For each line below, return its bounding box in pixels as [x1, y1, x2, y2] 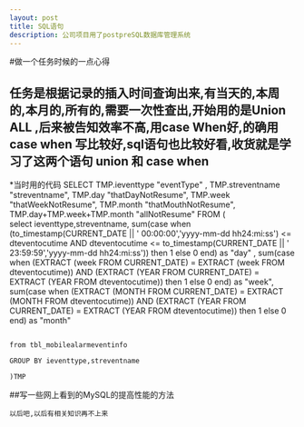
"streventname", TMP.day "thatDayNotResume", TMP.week [9, 190, 230, 201]
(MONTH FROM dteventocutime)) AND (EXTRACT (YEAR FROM [9, 296, 247, 307]
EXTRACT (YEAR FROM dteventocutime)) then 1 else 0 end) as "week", [9, 276, 274, 287]
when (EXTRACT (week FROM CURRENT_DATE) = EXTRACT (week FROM [9, 257, 286, 268]
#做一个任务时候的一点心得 [9, 56, 111, 67]
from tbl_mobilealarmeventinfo [9, 341, 128, 350]
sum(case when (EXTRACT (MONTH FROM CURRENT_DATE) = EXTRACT [9, 286, 284, 297]
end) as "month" [9, 315, 72, 326]
